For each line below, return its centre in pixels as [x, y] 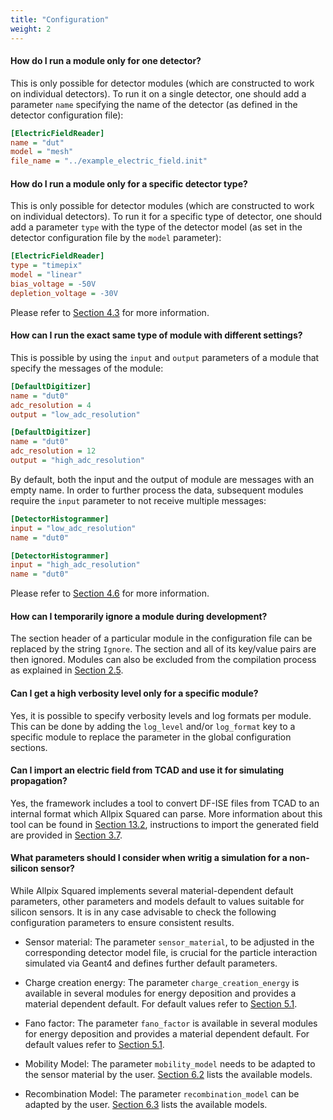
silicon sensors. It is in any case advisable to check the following [143, 912]
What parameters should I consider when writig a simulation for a [149, 858]
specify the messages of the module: [87, 368]
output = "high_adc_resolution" [77, 461]
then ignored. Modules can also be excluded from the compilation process [163, 660]
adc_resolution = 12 [53, 451]
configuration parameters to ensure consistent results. [122, 923]
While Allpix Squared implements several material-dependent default [152, 891]
